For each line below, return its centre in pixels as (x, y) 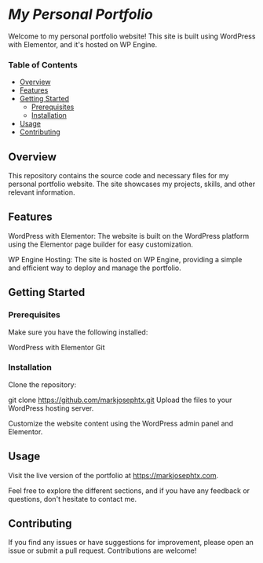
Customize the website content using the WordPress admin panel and (121, 423)
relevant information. (42, 192)
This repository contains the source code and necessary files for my (119, 176)
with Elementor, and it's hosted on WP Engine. (83, 44)
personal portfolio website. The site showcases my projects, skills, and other (132, 184)
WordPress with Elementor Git (57, 347)
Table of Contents (43, 64)
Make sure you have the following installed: (78, 332)
